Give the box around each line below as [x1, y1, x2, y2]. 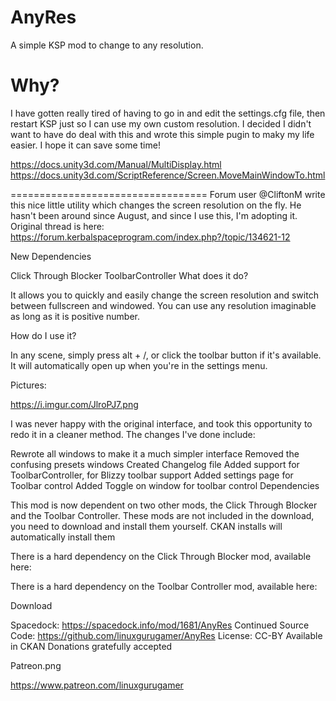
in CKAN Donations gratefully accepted [10, 640, 173, 652]
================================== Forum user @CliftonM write [10, 188, 326, 200]
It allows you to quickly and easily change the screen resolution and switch [10, 289, 319, 301]
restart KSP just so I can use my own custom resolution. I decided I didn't [10, 117, 312, 130]
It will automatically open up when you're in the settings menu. [10, 359, 268, 371]
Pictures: [10, 379, 47, 391]
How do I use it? [10, 329, 77, 341]
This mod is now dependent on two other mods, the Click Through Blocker [10, 499, 318, 511]
